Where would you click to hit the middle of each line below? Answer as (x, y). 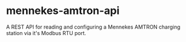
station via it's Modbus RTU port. (46, 33)
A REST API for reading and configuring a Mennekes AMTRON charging (93, 27)
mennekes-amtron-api (63, 11)
